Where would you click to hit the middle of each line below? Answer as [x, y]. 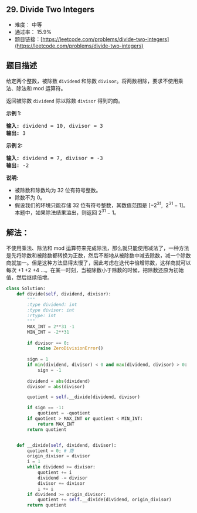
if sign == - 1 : [46, 408]
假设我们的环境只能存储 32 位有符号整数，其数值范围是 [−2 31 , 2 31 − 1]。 [101, 205]
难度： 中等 [28, 24]
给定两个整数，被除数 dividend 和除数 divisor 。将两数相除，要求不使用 [92, 81]
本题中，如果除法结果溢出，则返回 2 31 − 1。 [67, 212]
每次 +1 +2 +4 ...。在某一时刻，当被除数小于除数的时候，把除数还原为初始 [95, 270]
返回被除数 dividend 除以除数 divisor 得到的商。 [65, 101]
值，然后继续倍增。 [29, 277]
